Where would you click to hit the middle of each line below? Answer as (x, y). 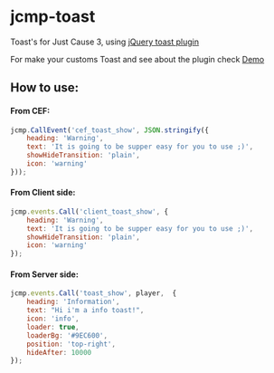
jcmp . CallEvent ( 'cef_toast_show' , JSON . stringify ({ (109, 130)
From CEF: (30, 110)
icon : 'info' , (53, 319)
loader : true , (53, 327)
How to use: (45, 88)
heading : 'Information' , (73, 302)
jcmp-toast (53, 17)
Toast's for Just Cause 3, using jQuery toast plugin (105, 42)
